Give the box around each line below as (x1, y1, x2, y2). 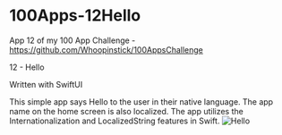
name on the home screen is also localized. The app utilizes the (9, 105, 244, 116)
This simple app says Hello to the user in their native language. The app (9, 96, 274, 107)
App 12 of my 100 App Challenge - (9, 35, 136, 46)
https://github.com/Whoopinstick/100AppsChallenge (9, 44, 204, 55)
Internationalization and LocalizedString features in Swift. (9, 115, 220, 126)
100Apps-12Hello (9, 5, 141, 26)
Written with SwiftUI (9, 79, 83, 89)
